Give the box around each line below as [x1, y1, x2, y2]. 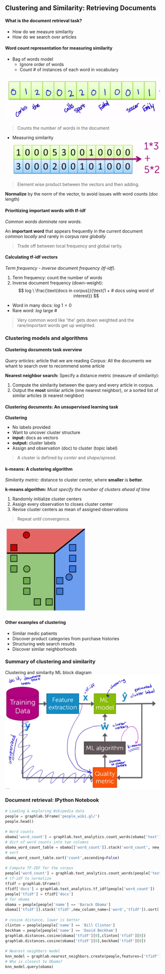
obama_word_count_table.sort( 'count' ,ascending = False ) [5, 855, 120, 860]
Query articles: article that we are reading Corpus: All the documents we [5, 357, 152, 363]
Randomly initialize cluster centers [12, 496, 82, 502]
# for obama [5, 897, 29, 902]
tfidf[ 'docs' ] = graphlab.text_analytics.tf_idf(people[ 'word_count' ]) [5, 886, 155, 891]
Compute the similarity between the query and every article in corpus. [12, 382, 154, 388]
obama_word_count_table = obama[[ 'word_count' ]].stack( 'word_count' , [5, 844, 151, 850]
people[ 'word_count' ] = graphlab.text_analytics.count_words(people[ [5, 871, 151, 876]
